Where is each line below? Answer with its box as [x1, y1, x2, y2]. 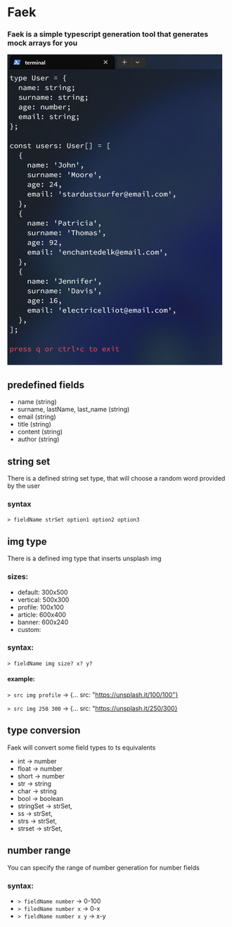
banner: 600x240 [17, 617, 69, 626]
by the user [7, 481, 41, 490]
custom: [17, 625, 41, 633]
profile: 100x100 [17, 603, 65, 611]
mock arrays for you [7, 38, 78, 48]
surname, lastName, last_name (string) [17, 405, 130, 414]
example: [7, 675, 35, 683]
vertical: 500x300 [17, 595, 70, 604]
